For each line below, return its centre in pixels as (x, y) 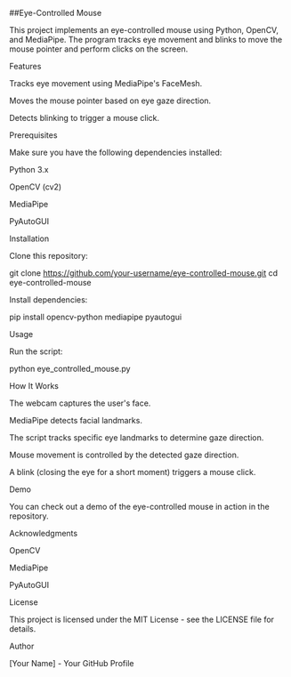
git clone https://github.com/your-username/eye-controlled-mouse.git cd (144, 273)
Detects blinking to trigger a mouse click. (85, 118)
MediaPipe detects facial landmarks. (76, 420)
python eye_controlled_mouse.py (70, 369)
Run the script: (36, 351)
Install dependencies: (48, 300)
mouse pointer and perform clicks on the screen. (99, 49)
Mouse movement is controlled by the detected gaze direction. (124, 455)
